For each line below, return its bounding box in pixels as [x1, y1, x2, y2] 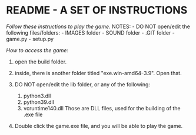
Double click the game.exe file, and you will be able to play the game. [14, 122, 183, 129]
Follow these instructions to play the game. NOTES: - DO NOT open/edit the [6, 23, 190, 30]
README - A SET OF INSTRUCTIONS [6, 4, 188, 17]
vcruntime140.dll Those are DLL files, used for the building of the [23, 104, 181, 112]
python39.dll [23, 98, 54, 106]
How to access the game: [6, 46, 69, 53]
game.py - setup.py [6, 35, 54, 42]
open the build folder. [14, 58, 67, 65]
